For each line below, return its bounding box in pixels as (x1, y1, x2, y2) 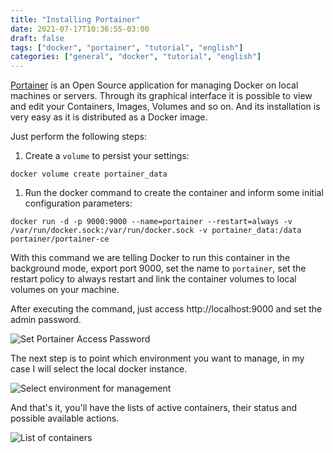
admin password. (10, 314, 82, 326)
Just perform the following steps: (10, 131, 147, 143)
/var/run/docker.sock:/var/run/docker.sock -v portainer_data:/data (10, 226, 302, 236)
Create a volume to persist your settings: (24, 150, 190, 162)
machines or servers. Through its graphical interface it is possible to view (10, 90, 313, 102)
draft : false (10, 33, 65, 43)
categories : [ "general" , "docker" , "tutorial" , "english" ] (10, 52, 262, 62)
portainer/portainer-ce (10, 234, 110, 245)
